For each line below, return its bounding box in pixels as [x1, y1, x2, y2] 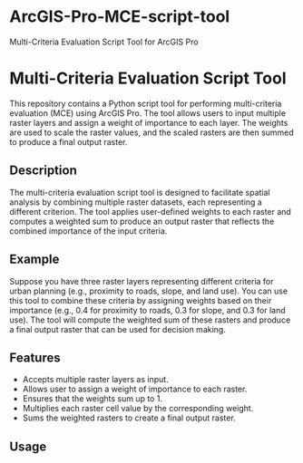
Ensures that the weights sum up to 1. [22, 393, 163, 404]
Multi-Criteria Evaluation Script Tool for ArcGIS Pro [9, 36, 199, 47]
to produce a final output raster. [9, 136, 128, 147]
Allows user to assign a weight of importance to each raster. [22, 383, 248, 395]
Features [9, 350, 61, 365]
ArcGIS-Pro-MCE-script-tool [9, 6, 230, 27]
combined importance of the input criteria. [9, 225, 168, 236]
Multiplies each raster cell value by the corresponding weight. [22, 403, 254, 414]
